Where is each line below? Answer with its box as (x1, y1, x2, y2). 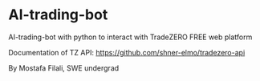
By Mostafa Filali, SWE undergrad (8, 63, 120, 73)
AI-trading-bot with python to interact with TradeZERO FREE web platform (8, 32, 253, 42)
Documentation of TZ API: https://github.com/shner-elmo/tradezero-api (8, 47, 246, 57)
